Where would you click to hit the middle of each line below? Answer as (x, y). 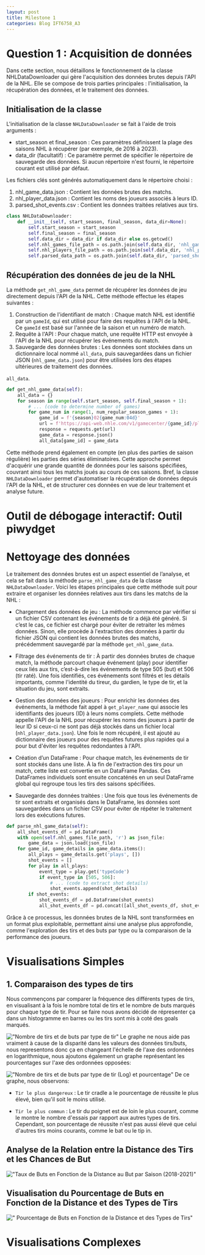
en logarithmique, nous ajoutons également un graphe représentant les (95, 1056)
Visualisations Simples (65, 962)
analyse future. (25, 491)
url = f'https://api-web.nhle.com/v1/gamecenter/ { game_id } (115, 424)
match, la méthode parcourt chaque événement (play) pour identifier (101, 662)
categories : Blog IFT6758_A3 (43, 23)
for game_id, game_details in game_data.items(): (82, 849)
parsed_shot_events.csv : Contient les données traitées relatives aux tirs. (107, 205)
